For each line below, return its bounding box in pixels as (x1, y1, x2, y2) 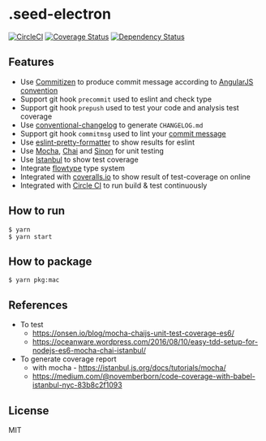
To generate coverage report (19, 354, 117, 364)
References (8, 298, 68, 312)
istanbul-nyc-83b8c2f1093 (32, 380, 123, 390)
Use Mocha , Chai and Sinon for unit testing (19, 145, 165, 155)
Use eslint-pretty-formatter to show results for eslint (19, 137, 195, 147)
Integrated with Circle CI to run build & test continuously (19, 180, 208, 190)
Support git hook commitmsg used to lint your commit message (19, 128, 226, 138)
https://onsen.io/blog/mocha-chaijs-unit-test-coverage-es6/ (32, 328, 235, 338)
